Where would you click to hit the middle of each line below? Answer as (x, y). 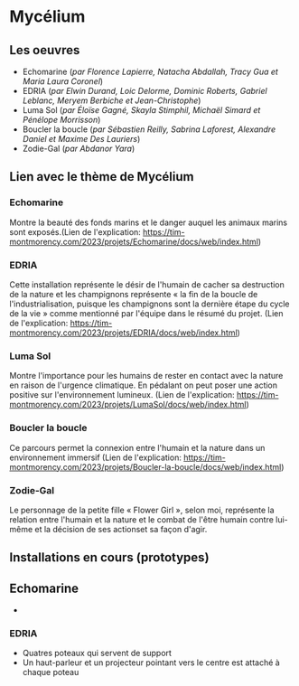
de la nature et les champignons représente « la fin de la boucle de (134, 294)
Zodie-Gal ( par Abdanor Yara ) (79, 148)
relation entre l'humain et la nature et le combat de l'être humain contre (141, 519)
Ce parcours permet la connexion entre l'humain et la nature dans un (137, 447)
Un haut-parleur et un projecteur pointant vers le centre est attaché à (151, 663)
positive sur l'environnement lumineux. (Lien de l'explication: (122, 395)
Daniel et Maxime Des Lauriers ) (81, 139)
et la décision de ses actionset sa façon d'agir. (121, 529)
